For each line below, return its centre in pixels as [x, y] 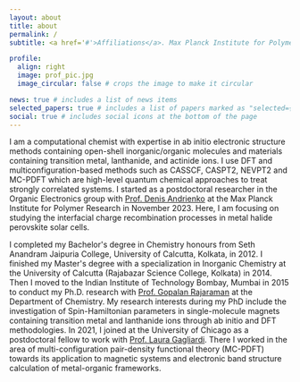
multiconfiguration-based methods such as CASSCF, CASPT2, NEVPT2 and [149, 170]
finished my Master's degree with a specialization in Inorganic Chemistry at [148, 264]
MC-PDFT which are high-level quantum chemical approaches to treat [138, 180]
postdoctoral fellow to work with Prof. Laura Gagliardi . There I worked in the [148, 340]
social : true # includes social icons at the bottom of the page [133, 116]
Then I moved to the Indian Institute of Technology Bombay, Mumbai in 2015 [149, 283]
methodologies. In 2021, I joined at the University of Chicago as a [129, 330]
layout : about [36, 17]
